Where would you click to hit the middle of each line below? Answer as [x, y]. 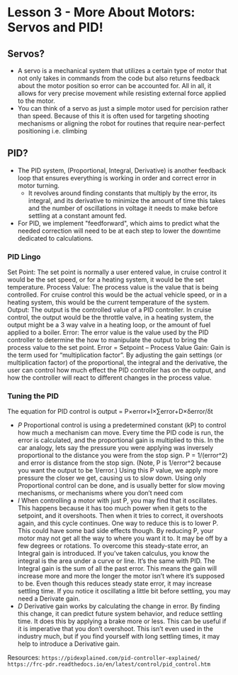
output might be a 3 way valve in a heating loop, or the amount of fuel [109, 325]
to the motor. [36, 101]
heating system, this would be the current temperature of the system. [109, 302]
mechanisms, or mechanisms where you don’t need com [100, 493]
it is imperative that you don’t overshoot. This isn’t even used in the [115, 629]
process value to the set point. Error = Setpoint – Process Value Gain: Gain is [119, 348]
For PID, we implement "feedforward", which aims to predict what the [118, 223]
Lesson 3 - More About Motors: [101, 12]
